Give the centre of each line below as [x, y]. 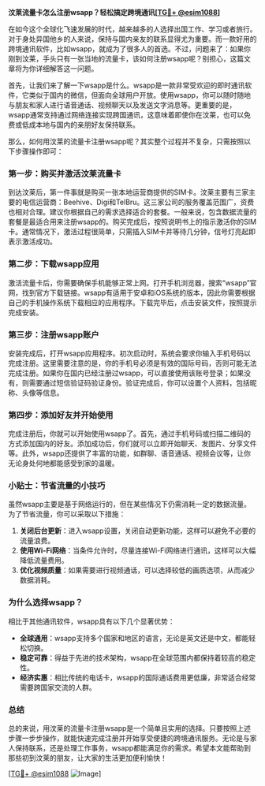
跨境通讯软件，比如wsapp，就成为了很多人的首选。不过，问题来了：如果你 [129, 49]
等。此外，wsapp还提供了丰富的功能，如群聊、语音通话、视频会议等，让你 [129, 453]
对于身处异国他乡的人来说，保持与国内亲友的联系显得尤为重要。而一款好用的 [132, 39]
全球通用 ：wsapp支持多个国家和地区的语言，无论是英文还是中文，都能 [134, 638]
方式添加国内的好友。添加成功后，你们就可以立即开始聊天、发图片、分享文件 [132, 444]
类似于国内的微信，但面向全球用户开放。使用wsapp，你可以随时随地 [140, 95]
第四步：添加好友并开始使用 [61, 415]
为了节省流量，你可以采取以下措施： [67, 514]
